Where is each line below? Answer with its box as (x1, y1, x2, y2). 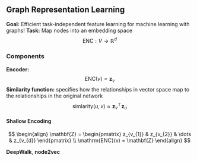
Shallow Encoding (6, 117, 52, 124)
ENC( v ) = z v (84, 75, 115, 84)
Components (6, 52, 45, 61)
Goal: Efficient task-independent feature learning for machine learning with (6, 20, 190, 27)
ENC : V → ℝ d (82, 36, 117, 44)
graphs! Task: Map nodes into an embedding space (6, 27, 132, 34)
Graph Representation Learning (6, 5, 125, 15)
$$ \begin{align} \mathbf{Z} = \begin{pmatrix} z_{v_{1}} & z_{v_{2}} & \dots (8, 131, 192, 138)
